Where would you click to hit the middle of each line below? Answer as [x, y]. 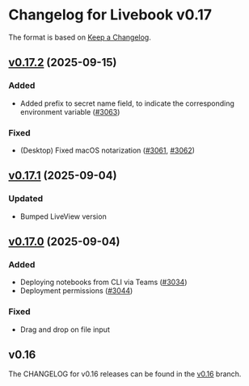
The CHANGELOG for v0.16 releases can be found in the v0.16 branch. [125, 374]
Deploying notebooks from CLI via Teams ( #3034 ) [103, 282]
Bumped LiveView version [63, 216]
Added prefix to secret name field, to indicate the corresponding [127, 103]
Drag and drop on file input [65, 329]
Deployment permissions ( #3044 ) [76, 291]
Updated [25, 199]
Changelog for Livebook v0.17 [110, 15]
